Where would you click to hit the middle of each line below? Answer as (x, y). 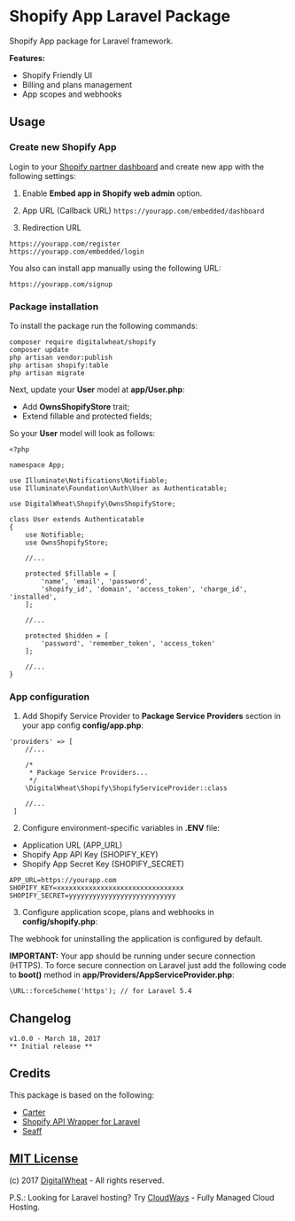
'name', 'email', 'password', (97, 581)
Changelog (40, 1018)
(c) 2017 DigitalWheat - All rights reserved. (87, 1180)
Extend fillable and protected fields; (87, 416)
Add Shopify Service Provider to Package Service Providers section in (151, 716)
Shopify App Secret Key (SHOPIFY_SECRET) (103, 864)
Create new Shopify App (63, 147)
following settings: (43, 176)
